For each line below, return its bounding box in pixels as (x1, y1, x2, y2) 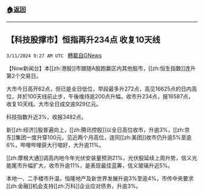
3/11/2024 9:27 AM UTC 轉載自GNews (6, 52, 102, 59)
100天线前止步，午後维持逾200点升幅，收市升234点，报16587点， (27, 93, 194, 100)
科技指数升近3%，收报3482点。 (6, 114, 87, 121)
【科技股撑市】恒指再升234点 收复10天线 (6, 35, 161, 45)
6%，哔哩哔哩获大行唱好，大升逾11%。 (6, 142, 104, 149)
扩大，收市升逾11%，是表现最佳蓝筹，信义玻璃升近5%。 (32, 162, 174, 169)
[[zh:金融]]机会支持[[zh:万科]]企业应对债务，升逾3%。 (6, 182, 141, 190)
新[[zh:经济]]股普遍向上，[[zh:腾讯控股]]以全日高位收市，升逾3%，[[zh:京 (6, 126, 190, 134)
